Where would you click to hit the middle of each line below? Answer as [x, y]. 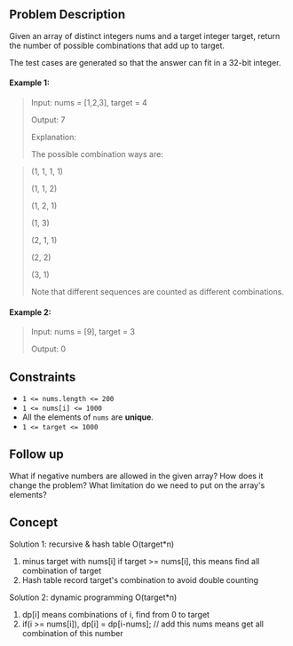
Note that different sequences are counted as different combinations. [157, 292]
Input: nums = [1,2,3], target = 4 [89, 103]
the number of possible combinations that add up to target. [117, 45]
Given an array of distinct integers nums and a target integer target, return [145, 35]
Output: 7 [48, 120]
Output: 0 [48, 349]
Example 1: [30, 83]
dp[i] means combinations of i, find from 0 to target [116, 614]
